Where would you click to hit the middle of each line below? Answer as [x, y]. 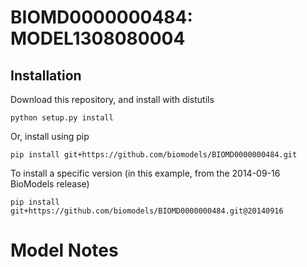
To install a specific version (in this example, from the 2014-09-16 [145, 173]
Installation [46, 75]
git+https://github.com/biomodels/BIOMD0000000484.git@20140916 [147, 211]
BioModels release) [50, 184]
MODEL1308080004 [98, 38]
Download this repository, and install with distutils [112, 99]
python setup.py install [62, 118]
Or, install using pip [50, 136]
